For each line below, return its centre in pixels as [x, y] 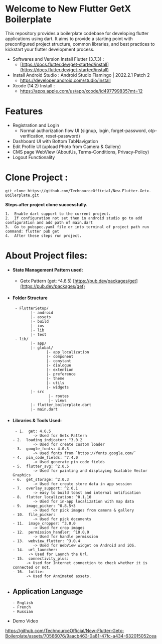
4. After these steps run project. [43, 236]
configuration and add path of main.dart [49, 222]
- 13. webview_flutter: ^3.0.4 [46, 541]
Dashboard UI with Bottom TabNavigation [55, 141]
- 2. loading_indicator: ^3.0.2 [47, 440]
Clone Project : [37, 177]
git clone [16, 191]
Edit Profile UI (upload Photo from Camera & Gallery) [67, 147]
